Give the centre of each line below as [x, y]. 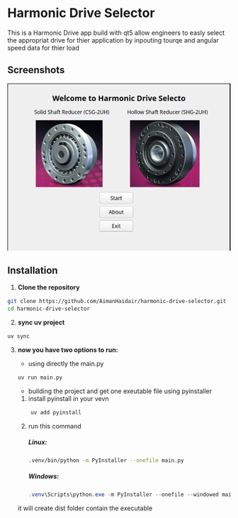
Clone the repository [49, 287]
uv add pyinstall [56, 412]
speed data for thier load [44, 48]
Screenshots [36, 70]
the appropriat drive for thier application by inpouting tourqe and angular [113, 40]
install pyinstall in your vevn [69, 398]
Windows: [44, 476]
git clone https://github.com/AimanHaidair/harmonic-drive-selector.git [117, 302]
